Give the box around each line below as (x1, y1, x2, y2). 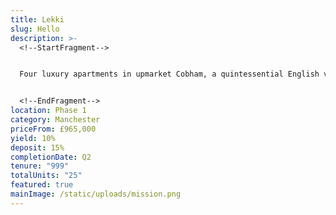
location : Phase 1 (10, 106, 87, 116)
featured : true (10, 180, 74, 190)
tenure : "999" (10, 161, 70, 171)
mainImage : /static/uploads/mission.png (10, 189, 182, 199)
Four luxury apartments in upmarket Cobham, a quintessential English (19, 69, 320, 80)
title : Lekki (10, 14, 65, 25)
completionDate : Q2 (10, 152, 92, 162)
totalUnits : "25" (10, 171, 83, 181)
